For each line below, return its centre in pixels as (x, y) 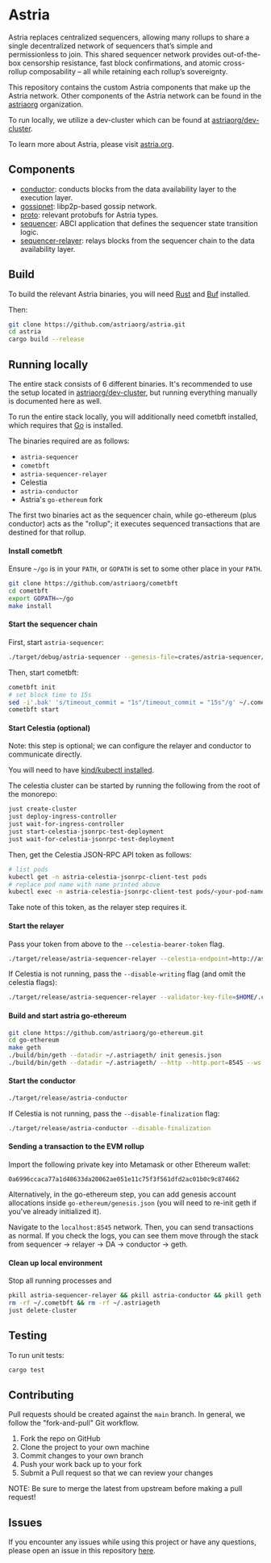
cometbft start (34, 710)
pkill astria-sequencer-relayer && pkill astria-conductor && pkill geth (135, 1296)
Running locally (48, 365)
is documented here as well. (55, 401)
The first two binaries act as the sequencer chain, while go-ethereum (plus (133, 515)
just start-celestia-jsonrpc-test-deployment (86, 832)
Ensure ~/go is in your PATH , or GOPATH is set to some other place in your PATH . (135, 569)
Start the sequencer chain (53, 624)
